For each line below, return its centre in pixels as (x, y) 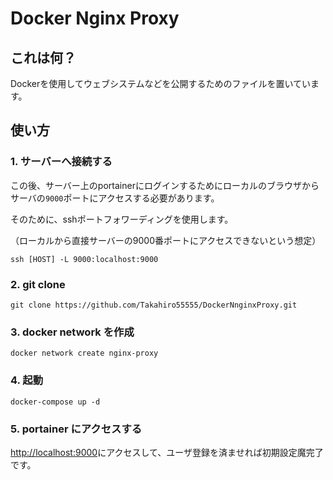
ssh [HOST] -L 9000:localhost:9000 (84, 259)
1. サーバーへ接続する (61, 162)
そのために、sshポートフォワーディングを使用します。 (122, 219)
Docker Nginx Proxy (95, 18)
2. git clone (38, 284)
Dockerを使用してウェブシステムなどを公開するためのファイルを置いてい (161, 83)
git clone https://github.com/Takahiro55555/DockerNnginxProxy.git (154, 305)
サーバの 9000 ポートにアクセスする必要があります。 (115, 198)
